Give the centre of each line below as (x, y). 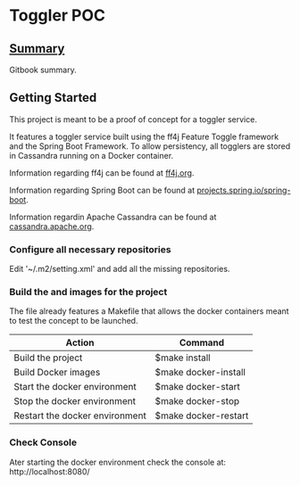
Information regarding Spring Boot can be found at (102, 190)
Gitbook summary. (43, 70)
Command (202, 342)
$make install (183, 358)
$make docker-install (200, 373)
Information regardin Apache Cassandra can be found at (113, 217)
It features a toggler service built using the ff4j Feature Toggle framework (144, 136)
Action (80, 342)
